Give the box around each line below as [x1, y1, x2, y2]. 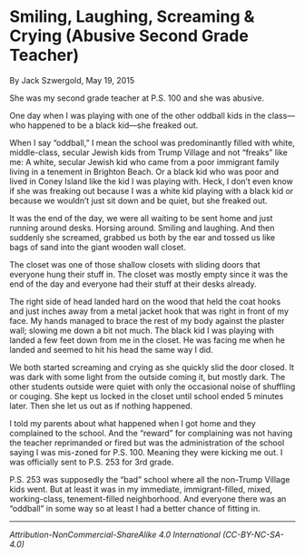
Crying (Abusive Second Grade [9, 25, 250, 46]
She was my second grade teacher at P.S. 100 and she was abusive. [9, 93, 265, 103]
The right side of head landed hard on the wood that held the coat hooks [9, 296, 281, 307]
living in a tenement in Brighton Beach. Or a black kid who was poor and [9, 166, 280, 177]
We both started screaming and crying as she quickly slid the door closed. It [9, 361, 295, 373]
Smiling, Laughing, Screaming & [9, 6, 255, 27]
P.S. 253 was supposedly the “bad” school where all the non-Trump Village [9, 474, 290, 484]
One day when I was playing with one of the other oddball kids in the [9, 110, 266, 121]
